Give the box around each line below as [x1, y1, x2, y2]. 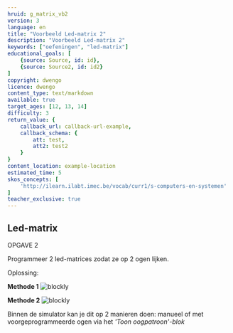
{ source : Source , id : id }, [20, 57, 100, 64]
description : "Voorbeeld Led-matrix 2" [7, 37, 126, 44]
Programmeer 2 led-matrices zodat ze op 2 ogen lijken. [7, 254, 169, 263]
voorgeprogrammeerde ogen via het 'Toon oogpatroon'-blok [7, 317, 185, 326]
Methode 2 [7, 296, 40, 305]
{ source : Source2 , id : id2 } [20, 63, 103, 70]
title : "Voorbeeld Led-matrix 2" [7, 30, 107, 38]
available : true [7, 97, 55, 104]
